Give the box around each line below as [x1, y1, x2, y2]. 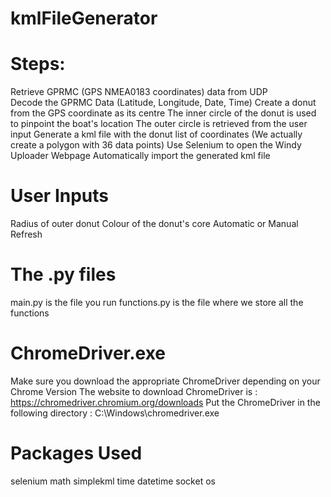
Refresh [10, 228, 43, 241]
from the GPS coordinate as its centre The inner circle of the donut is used [10, 107, 317, 119]
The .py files [10, 263, 117, 286]
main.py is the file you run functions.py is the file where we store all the [10, 297, 304, 308]
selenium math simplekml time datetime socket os [10, 475, 216, 487]
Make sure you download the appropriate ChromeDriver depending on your [10, 375, 321, 387]
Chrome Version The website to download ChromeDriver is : [10, 385, 258, 397]
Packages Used [10, 442, 143, 465]
